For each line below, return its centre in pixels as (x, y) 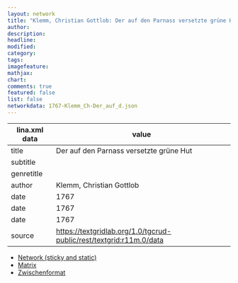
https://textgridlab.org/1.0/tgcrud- (114, 231)
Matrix (27, 265)
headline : (22, 40)
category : (22, 54)
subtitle (23, 162)
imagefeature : (28, 67)
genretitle (27, 173)
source (22, 236)
